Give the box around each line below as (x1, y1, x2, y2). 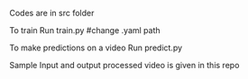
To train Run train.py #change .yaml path (9, 25, 161, 35)
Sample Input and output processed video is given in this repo (9, 60, 240, 70)
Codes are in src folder (9, 8, 95, 18)
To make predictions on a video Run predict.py (9, 42, 183, 53)
